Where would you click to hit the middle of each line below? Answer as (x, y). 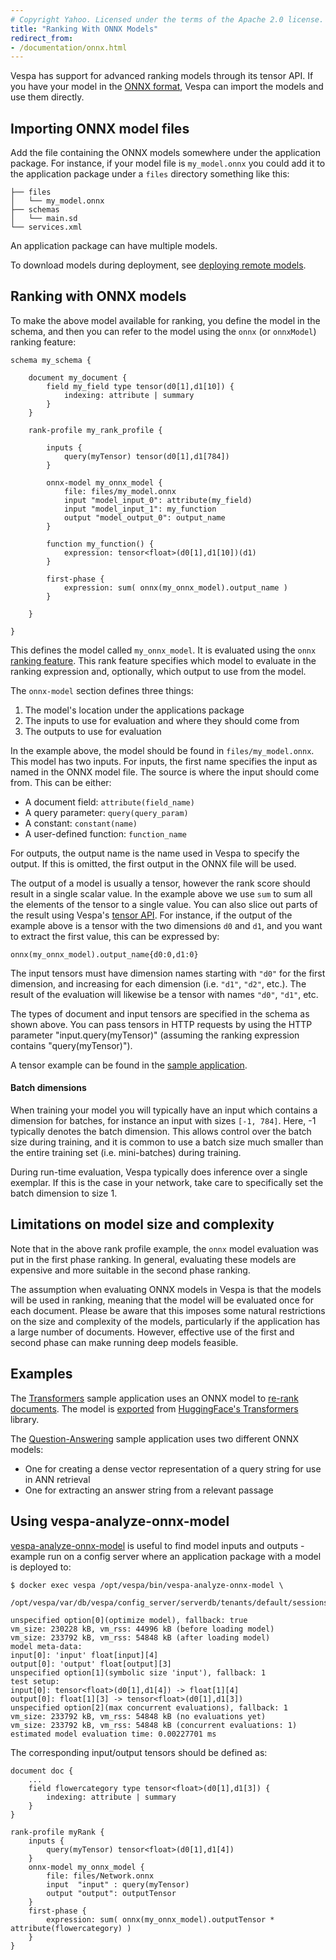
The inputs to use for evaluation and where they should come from (162, 720)
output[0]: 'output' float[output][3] (91, 1664)
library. (25, 1419)
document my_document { (78, 377)
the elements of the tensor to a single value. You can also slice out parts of (164, 904)
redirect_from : (42, 38)
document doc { (42, 1771)
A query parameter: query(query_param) (106, 812)
